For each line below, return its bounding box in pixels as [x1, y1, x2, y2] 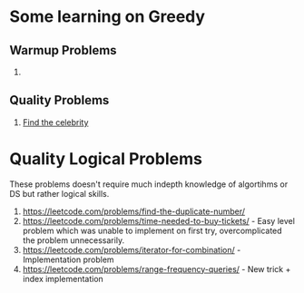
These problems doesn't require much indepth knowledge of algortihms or [9, 179, 289, 190]
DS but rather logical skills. [9, 188, 110, 199]
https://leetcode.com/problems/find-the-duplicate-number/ [22, 206, 246, 217]
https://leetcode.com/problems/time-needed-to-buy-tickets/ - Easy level [22, 215, 295, 226]
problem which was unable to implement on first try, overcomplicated [22, 225, 283, 236]
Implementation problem [22, 254, 115, 265]
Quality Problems [9, 93, 110, 108]
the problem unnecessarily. [22, 234, 125, 246]
